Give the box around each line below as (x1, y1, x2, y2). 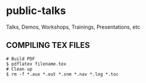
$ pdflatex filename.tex (6, 61, 67, 67)
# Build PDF (6, 56, 35, 62)
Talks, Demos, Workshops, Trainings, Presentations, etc (6, 23, 140, 30)
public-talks (6, 4, 66, 18)
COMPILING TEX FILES (6, 40, 91, 50)
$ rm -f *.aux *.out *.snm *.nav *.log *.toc (6, 71, 119, 77)
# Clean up (6, 66, 33, 72)
